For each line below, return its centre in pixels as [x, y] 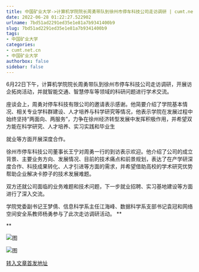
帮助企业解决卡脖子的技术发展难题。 [50, 174]
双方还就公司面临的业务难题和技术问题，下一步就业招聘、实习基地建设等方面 [99, 187]
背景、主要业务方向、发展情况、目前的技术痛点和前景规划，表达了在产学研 [97, 159]
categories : [21, 45]
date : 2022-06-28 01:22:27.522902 [49, 17]
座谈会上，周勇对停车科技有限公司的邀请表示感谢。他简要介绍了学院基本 [94, 104]
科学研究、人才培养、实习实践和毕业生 [68, 127]
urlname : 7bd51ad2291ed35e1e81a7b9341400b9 [61, 23]
